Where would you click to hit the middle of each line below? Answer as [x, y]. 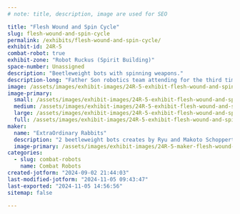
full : [22, 120]
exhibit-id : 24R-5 [35, 47]
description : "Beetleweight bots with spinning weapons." [95, 73]
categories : [25, 153]
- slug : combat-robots [47, 160]
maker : [17, 126]
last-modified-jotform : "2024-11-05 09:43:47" [78, 179]
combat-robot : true [36, 53]
